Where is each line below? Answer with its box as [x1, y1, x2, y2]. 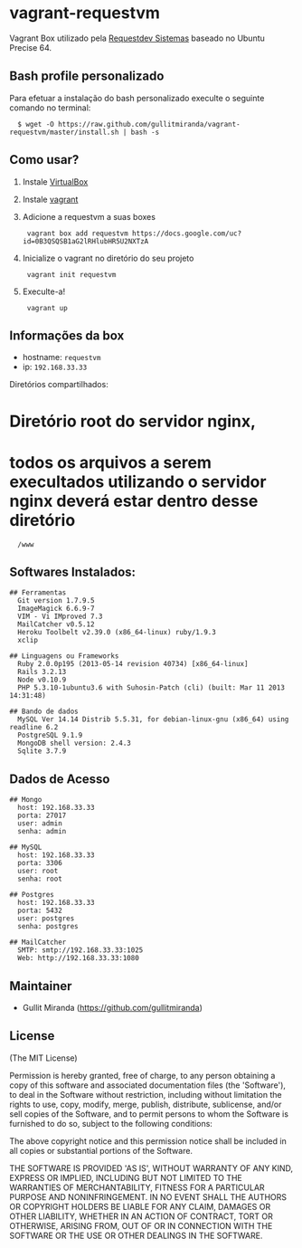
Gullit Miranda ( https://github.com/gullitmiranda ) [22, 1002, 203, 1013]
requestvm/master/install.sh [9, 128, 119, 137]
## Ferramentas [9, 588, 67, 597]
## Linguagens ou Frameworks [9, 652, 119, 661]
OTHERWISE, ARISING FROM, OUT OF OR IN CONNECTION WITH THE [9, 1220, 273, 1231]
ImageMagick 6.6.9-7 [17, 605, 95, 614]
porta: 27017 [17, 811, 67, 821]
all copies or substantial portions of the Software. [9, 1145, 193, 1156]
